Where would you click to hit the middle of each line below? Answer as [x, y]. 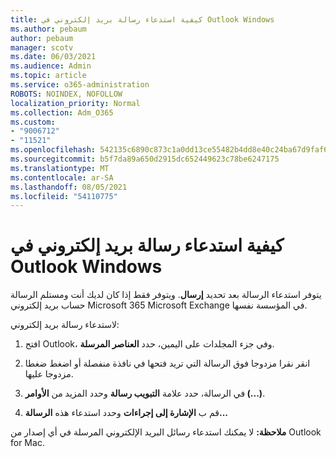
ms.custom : [33, 122]
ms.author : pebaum [48, 29]
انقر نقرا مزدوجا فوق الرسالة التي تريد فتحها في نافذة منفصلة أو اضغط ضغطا [167, 363]
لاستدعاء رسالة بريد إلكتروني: [65, 325]
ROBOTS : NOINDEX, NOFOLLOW [66, 94]
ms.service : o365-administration [80, 85]
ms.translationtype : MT [60, 168]
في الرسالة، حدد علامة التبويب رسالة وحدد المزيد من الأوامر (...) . [145, 393]
